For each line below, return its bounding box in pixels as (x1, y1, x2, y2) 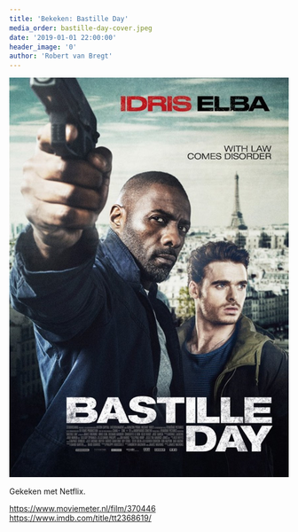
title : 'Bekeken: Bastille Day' (9, 14, 129, 23)
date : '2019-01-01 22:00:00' (9, 33, 117, 42)
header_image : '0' (9, 43, 77, 51)
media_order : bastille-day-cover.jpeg (9, 23, 153, 33)
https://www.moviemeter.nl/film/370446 (9, 503, 157, 513)
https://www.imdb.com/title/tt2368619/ (9, 512, 153, 523)
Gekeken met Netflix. (9, 486, 86, 497)
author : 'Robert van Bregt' (9, 51, 114, 61)
